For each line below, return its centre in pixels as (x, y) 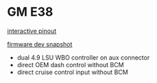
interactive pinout (32, 31)
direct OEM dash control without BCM (71, 64)
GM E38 (30, 12)
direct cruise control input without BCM (72, 72)
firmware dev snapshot (40, 44)
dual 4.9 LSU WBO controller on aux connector (83, 57)
